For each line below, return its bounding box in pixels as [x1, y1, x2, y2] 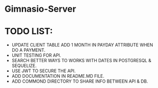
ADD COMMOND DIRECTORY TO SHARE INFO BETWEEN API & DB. [11, 78, 148, 84]
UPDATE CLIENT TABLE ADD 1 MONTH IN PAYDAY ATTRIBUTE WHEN [11, 42, 153, 48]
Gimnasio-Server [4, 3, 77, 15]
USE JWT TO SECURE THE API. [11, 68, 76, 74]
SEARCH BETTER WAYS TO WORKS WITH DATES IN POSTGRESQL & [11, 58, 152, 64]
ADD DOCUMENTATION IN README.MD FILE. [11, 73, 105, 79]
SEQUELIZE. [11, 63, 37, 69]
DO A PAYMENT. [11, 47, 46, 53]
